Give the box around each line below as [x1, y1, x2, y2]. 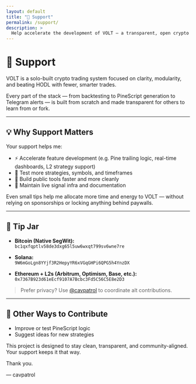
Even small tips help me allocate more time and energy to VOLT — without [6, 193, 184, 200]
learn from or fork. [6, 105, 51, 112]
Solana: [14, 253, 34, 260]
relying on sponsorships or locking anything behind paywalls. [6, 199, 153, 206]
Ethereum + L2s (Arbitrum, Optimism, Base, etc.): [14, 270, 137, 277]
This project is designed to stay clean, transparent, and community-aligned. [6, 342, 188, 349]
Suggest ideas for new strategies [14, 331, 94, 338]
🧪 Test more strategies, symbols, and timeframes [14, 169, 133, 176]
